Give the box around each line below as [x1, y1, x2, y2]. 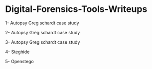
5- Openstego [5, 58, 34, 64]
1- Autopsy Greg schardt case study [5, 20, 79, 26]
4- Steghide [5, 49, 30, 55]
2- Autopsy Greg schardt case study [5, 29, 80, 35]
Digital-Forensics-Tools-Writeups [5, 3, 148, 15]
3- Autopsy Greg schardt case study [5, 39, 80, 45]
